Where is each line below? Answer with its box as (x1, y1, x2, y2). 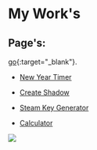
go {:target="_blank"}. (8, 57, 77, 66)
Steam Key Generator (19, 103, 89, 112)
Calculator (19, 118, 53, 127)
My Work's (8, 5, 81, 23)
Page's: (8, 36, 46, 50)
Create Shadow (19, 88, 70, 97)
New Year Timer (19, 73, 72, 81)
